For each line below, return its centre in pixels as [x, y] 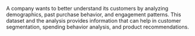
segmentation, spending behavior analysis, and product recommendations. [98, 27]
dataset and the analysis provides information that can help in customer [94, 21]
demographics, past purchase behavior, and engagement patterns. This [94, 15]
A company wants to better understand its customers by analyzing [87, 8]
